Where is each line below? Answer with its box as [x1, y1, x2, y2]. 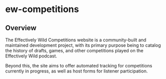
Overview [5, 24, 37, 32]
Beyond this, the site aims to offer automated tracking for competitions [5, 63, 153, 68]
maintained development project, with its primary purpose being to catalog [5, 42, 161, 48]
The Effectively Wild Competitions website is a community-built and [5, 37, 147, 43]
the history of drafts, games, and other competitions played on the [5, 48, 144, 53]
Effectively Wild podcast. [5, 53, 57, 59]
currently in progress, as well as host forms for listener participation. [5, 68, 148, 74]
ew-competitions [5, 4, 79, 15]
